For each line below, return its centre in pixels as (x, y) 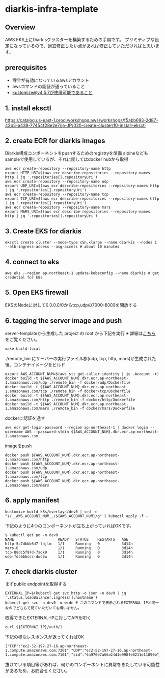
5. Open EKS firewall (37, 293)
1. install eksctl (28, 108)
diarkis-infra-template (52, 9)
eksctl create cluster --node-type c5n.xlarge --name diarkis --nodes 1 (81, 243)
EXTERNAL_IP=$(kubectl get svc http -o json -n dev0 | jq (66, 593)
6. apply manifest (32, 500)
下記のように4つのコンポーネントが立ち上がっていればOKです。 (69, 525)
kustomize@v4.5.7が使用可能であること (52, 92)
